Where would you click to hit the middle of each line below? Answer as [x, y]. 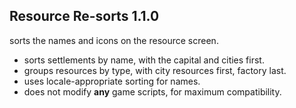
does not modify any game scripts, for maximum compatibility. [152, 91]
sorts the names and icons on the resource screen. [114, 40]
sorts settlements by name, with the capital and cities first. [144, 60]
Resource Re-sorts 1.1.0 [84, 16]
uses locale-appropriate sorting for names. [112, 81]
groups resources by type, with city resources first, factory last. [155, 70]
